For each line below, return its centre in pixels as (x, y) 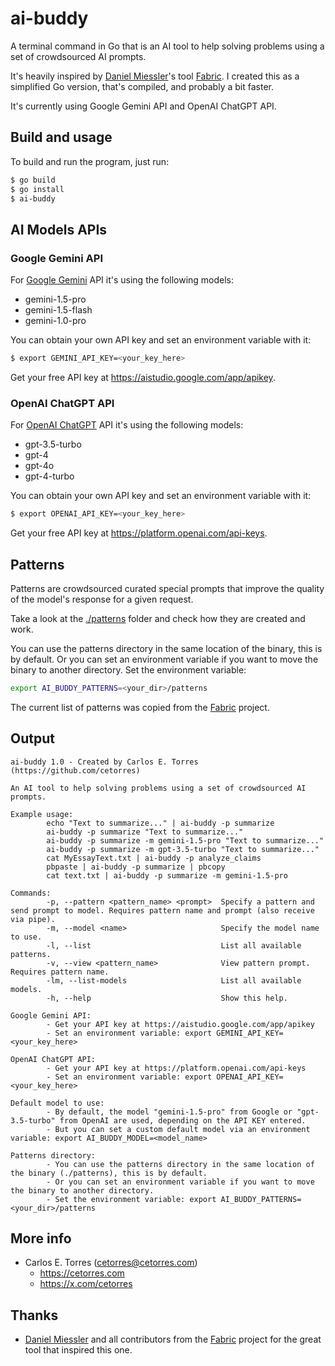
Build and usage (61, 137)
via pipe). (33, 919)
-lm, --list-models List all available (174, 980)
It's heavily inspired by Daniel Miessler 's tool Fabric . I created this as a (155, 76)
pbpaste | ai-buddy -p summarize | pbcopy (136, 867)
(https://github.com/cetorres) (75, 770)
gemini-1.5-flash (58, 310)
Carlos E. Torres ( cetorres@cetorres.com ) (111, 1263)
